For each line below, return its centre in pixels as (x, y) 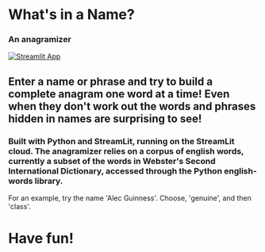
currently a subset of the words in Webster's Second (112, 161)
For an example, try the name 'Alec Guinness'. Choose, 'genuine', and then (130, 198)
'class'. (20, 207)
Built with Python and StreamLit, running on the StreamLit (122, 141)
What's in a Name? (71, 15)
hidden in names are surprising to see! (105, 118)
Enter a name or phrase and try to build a (110, 81)
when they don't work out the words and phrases (132, 106)
